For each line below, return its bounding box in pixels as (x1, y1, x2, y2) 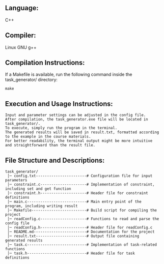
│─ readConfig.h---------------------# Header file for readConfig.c (7, 225, 153, 230)
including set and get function (5, 186, 71, 191)
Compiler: (5, 31, 36, 40)
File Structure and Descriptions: (5, 156, 105, 164)
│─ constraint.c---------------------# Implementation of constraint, (7, 182, 155, 187)
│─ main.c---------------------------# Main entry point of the (7, 199, 141, 205)
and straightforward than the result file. (5, 143, 96, 148)
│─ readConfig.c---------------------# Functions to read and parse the (7, 216, 160, 222)
